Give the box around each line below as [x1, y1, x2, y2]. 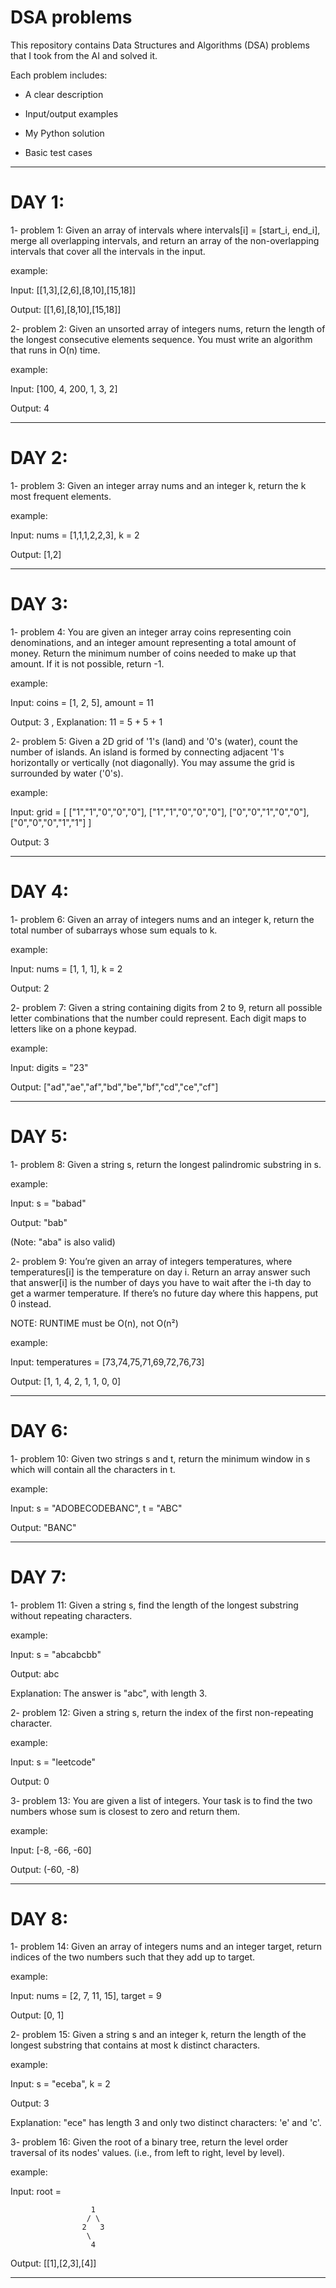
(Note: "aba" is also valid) [10, 1236, 116, 1248]
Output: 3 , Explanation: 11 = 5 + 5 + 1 [10, 716, 163, 728]
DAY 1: [10, 191, 65, 214]
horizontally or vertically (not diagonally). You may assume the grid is [10, 756, 295, 768]
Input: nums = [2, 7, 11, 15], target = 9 [10, 1990, 162, 2002]
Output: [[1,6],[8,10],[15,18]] [10, 303, 122, 315]
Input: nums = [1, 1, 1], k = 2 [10, 962, 123, 975]
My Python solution [24, 127, 105, 139]
